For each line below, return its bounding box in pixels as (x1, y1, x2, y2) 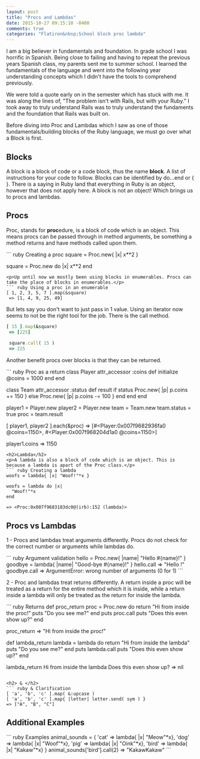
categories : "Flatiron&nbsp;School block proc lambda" (6, 31, 146, 37)
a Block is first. (6, 134, 43, 141)
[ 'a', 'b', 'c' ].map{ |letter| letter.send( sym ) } (6, 696, 146, 702)
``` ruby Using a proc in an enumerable (6, 284, 109, 291)
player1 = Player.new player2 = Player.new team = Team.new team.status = (6, 404, 192, 411)
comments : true (6, 25, 44, 32)
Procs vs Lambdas (6, 520, 77, 531)
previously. (6, 79, 34, 87)
